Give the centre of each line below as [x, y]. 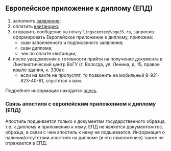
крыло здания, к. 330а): [39, 70]
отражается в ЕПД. [26, 143]
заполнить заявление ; [37, 20]
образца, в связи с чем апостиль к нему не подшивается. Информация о [85, 132]
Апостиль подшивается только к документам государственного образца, [86, 121]
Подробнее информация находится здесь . [52, 90]
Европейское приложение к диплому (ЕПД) [79, 8]
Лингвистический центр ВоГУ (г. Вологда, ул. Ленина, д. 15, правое [86, 64]
